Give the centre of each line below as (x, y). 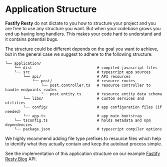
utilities (15, 103)
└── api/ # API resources (77, 76)
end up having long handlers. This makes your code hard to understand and (83, 34)
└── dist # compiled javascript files (86, 68)
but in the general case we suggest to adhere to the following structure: (79, 54)
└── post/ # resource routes (83, 81)
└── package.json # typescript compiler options (88, 129)
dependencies (19, 125)
